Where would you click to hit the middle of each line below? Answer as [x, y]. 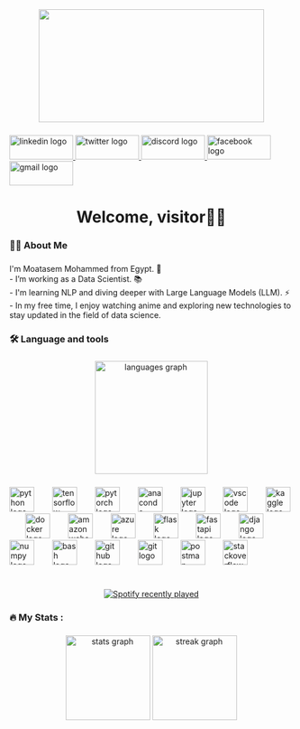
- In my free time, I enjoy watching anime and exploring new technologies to [150, 305]
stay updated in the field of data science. [85, 314]
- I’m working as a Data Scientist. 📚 [76, 278]
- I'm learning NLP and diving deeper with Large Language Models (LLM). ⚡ [150, 292]
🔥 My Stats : [36, 617]
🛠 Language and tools [59, 339]
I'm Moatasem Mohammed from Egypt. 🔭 [86, 268]
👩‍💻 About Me [38, 246]
